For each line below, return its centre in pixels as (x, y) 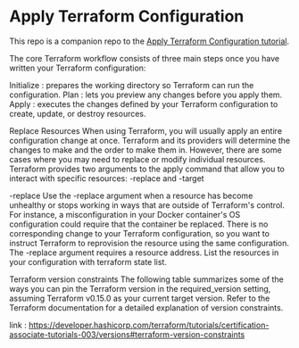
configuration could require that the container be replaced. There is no (139, 224)
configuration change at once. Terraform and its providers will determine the (150, 140)
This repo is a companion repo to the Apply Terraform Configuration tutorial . (149, 41)
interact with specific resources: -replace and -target (107, 178)
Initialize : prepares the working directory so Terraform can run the (132, 85)
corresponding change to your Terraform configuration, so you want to (140, 233)
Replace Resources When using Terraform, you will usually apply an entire (146, 130)
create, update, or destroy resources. (78, 113)
